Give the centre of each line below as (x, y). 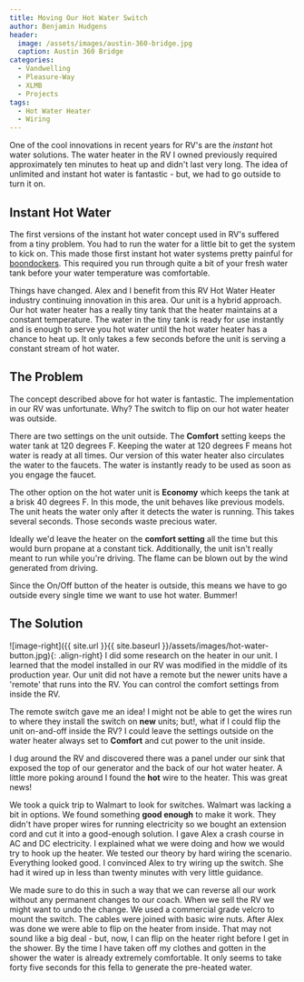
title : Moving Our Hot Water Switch (78, 18)
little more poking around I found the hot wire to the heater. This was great (148, 777)
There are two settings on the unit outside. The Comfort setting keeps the (147, 436)
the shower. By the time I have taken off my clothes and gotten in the (138, 947)
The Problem (46, 377)
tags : (20, 102)
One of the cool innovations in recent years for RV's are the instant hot (141, 145)
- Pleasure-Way (46, 77)
